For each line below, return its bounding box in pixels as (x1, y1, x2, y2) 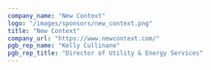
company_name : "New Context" (7, 11, 106, 20)
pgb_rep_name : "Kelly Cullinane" (7, 42, 120, 50)
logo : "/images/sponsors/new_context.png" (7, 19, 153, 27)
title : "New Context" (7, 27, 81, 35)
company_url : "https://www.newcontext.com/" (7, 34, 160, 43)
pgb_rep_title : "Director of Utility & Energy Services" (7, 49, 204, 57)
